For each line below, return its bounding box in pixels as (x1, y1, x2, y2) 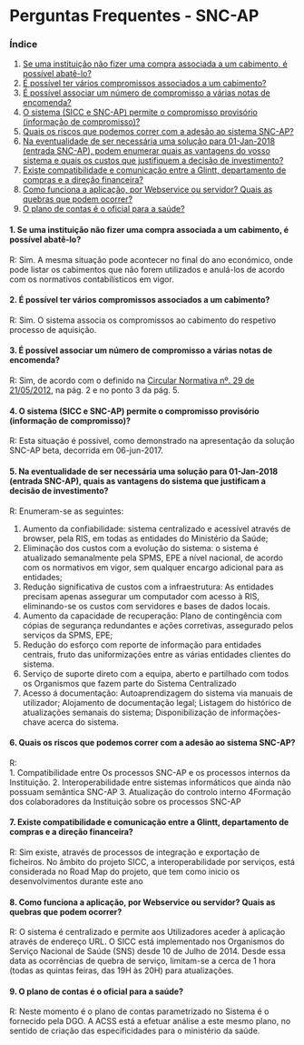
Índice (9, 38, 38, 51)
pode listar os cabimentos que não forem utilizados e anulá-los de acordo (9, 264, 286, 275)
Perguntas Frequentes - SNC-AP (9, 5, 260, 26)
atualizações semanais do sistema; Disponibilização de (22, 707, 230, 718)
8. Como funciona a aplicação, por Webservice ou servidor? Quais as (9, 897, 276, 908)
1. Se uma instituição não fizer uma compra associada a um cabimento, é (9, 225, 289, 236)
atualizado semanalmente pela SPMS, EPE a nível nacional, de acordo (22, 552, 284, 563)
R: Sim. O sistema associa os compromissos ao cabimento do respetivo (9, 315, 277, 326)
